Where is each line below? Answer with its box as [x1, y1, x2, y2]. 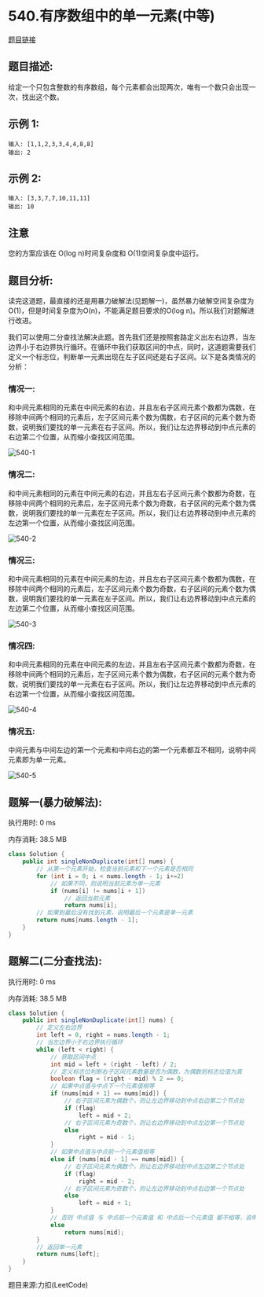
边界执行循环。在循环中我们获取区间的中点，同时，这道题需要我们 [42, 343, 256, 351]
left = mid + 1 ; [78, 1200, 132, 1207]
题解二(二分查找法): [8, 954, 102, 968]
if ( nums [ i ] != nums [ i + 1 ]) [49, 887, 146, 895]
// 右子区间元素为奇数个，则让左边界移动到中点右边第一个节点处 [64, 1185, 245, 1192]
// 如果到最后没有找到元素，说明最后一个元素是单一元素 [36, 909, 194, 917]
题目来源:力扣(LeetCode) [8, 1280, 89, 1290]
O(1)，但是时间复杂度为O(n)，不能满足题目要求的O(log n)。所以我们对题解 [8, 306, 248, 315]
